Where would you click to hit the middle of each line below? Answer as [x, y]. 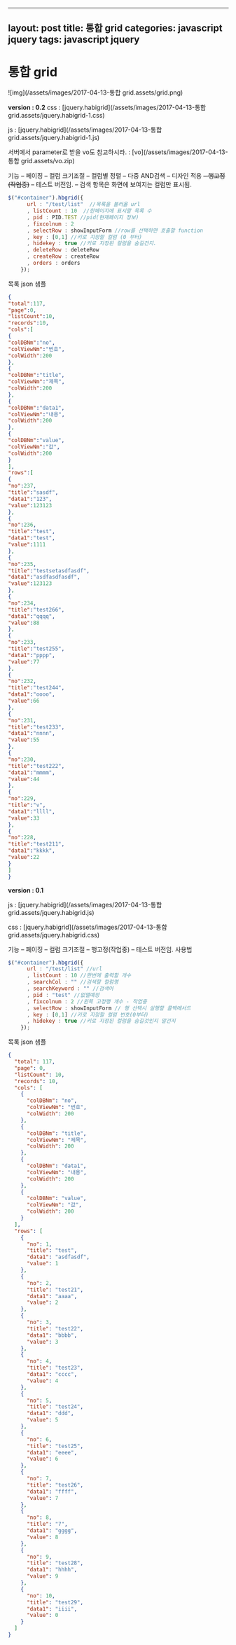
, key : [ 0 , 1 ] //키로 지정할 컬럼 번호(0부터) [88, 1014]
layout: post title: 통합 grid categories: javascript [115, 28]
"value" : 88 [24, 623]
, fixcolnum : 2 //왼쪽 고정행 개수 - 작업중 [87, 1002]
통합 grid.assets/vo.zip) [42, 161]
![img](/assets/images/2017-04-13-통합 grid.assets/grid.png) [96, 92]
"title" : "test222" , [36, 766]
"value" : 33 [24, 818]
